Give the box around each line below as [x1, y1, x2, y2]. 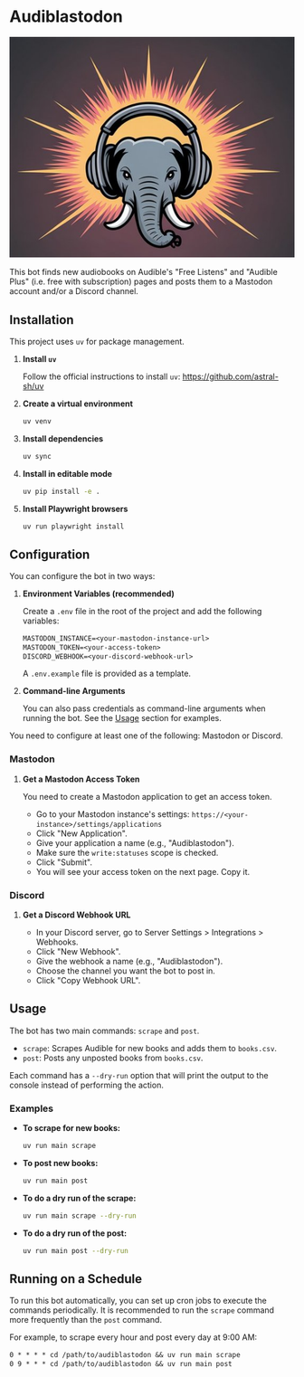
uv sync [22, 451, 52, 461]
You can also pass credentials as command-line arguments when [22, 703, 266, 714]
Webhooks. [35, 936, 79, 947]
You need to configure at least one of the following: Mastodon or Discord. [9, 730, 283, 741]
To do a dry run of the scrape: [22, 1192, 137, 1203]
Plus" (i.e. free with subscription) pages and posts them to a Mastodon [9, 276, 273, 287]
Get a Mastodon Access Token [22, 774, 140, 784]
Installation [9, 312, 74, 328]
